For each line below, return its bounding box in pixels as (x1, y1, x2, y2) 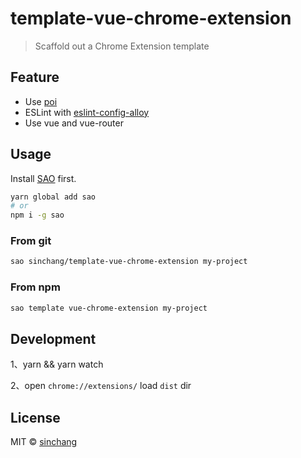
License (10, 409, 61, 426)
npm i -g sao (10, 210, 65, 221)
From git (10, 234, 52, 248)
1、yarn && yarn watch (10, 358, 104, 371)
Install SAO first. (10, 172, 77, 184)
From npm (10, 280, 61, 294)
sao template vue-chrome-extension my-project (10, 303, 208, 313)
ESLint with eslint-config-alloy (24, 106, 150, 118)
